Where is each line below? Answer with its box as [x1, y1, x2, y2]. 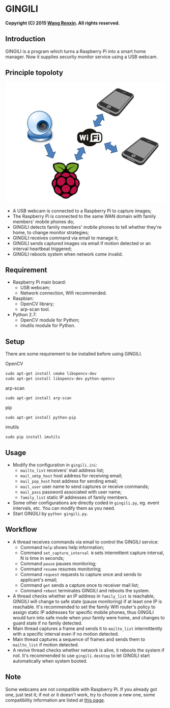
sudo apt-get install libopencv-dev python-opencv [5, 376, 115, 382]
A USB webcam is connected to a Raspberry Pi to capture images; [12, 207, 152, 214]
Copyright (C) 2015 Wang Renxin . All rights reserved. [5, 20, 120, 26]
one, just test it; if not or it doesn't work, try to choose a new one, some [5, 691, 155, 698]
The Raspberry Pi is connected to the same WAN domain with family [12, 213, 156, 219]
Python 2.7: [12, 312, 37, 318]
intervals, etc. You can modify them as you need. [12, 505, 116, 511]
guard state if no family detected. [12, 620, 82, 626]
